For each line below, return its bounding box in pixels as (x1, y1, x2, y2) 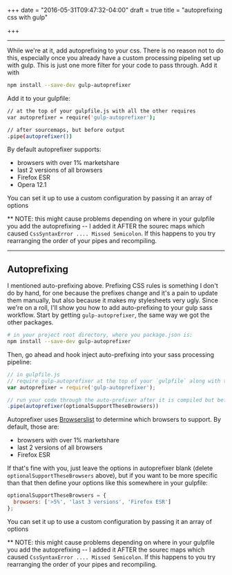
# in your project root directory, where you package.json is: (7, 331, 193, 339)
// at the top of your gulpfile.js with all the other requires (7, 107, 196, 115)
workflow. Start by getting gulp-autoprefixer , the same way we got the (7, 311, 210, 320)
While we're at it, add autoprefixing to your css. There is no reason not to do (7, 46, 224, 55)
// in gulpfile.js (7, 371, 60, 378)
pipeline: (7, 358, 32, 366)
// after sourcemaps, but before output (7, 126, 126, 133)
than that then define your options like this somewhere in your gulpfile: (7, 479, 209, 487)
